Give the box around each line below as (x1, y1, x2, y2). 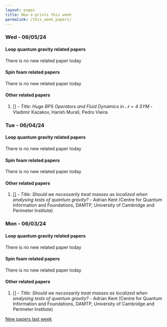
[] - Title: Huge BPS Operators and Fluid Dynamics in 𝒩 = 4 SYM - (12, 103, 153, 109)
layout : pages (5, 7, 36, 13)
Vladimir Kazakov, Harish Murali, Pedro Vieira (12, 109, 108, 115)
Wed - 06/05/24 (5, 34, 47, 41)
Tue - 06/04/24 (5, 121, 45, 128)
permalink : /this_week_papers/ (5, 17, 72, 22)
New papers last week (5, 316, 52, 322)
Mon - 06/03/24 (5, 220, 46, 227)
